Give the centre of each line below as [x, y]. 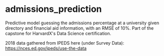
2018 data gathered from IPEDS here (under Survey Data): [65, 43]
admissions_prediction [54, 9]
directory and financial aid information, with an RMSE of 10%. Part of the [80, 28]
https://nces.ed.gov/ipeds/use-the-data [46, 48]
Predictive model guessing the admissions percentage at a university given [82, 23]
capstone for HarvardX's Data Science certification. [58, 33]
